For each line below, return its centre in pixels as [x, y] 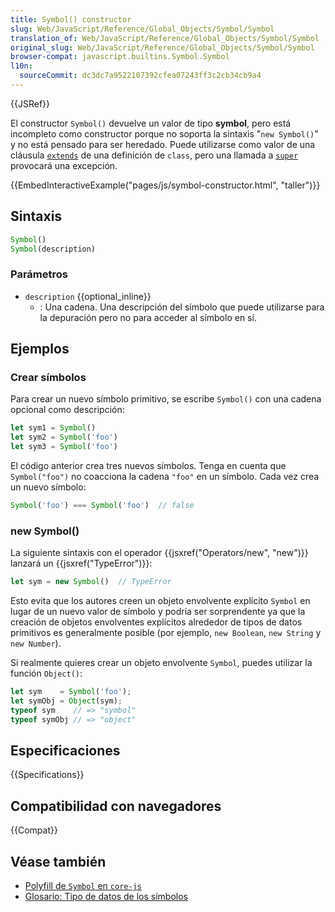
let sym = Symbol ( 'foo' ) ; [71, 692]
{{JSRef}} [30, 103]
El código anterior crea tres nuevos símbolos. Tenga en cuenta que [148, 466]
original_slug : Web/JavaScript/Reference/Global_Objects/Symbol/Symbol [162, 47]
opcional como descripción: [67, 410]
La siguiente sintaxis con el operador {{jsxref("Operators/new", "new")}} [159, 553]
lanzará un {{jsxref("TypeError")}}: [81, 563]
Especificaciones [65, 750]
